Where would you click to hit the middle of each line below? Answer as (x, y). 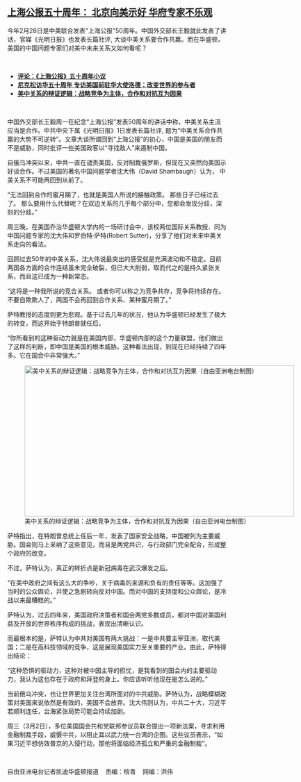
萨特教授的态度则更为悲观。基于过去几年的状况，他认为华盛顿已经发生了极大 (117, 314)
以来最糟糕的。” (34, 600)
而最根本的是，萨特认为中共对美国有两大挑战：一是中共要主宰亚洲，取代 (111, 638)
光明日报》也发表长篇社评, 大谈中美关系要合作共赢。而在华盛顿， (130, 39)
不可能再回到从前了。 (56, 180)
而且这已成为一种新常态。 (56, 276)
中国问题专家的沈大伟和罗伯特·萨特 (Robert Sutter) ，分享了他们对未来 (105, 235)
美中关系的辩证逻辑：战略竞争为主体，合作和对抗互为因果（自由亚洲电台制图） (137, 521)
